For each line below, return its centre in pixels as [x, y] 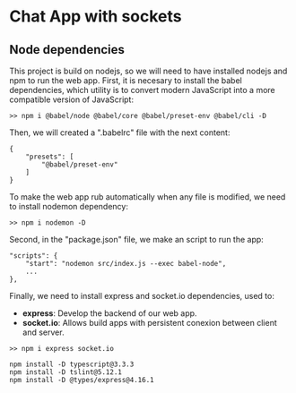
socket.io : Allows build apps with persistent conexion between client [150, 323]
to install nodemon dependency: [69, 206]
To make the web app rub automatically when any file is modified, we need [148, 197]
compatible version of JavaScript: [72, 99]
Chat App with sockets [96, 17]
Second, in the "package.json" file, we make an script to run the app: [137, 239]
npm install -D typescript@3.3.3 [72, 364]
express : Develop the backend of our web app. [109, 313]
